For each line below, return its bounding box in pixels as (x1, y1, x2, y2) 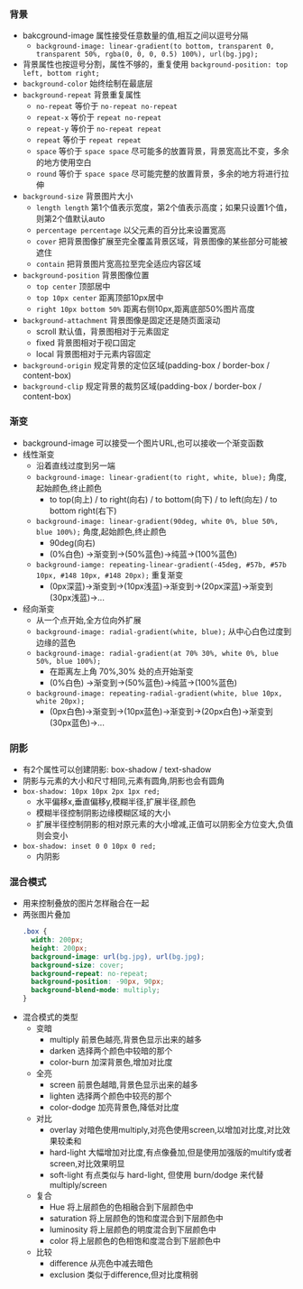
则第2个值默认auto (35, 214, 106, 225)
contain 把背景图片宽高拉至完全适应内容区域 (35, 259, 201, 270)
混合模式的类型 (22, 1012, 78, 1023)
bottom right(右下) (49, 505, 117, 516)
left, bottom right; (22, 69, 100, 78)
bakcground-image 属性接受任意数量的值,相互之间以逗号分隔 (22, 30, 249, 41)
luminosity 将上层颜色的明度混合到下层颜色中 (49, 1224, 216, 1235)
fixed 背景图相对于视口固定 (35, 337, 137, 348)
